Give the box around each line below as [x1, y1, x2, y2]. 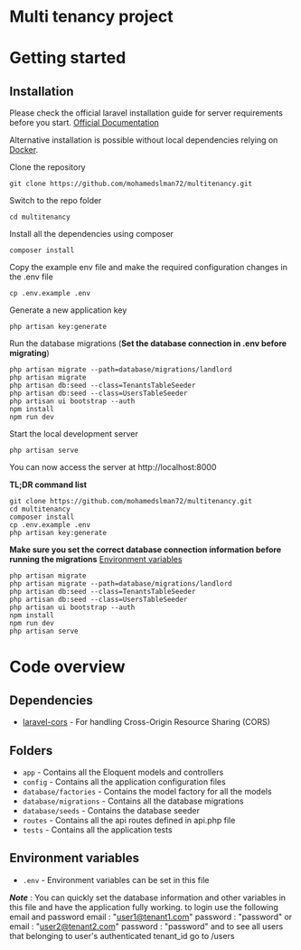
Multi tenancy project [9, 6, 174, 27]
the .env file [9, 271, 54, 282]
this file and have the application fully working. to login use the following [9, 901, 278, 912]
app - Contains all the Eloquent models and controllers [22, 767, 224, 777]
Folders [9, 743, 53, 758]
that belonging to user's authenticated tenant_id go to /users [9, 930, 235, 941]
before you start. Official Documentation [9, 118, 160, 128]
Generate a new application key [9, 305, 127, 315]
